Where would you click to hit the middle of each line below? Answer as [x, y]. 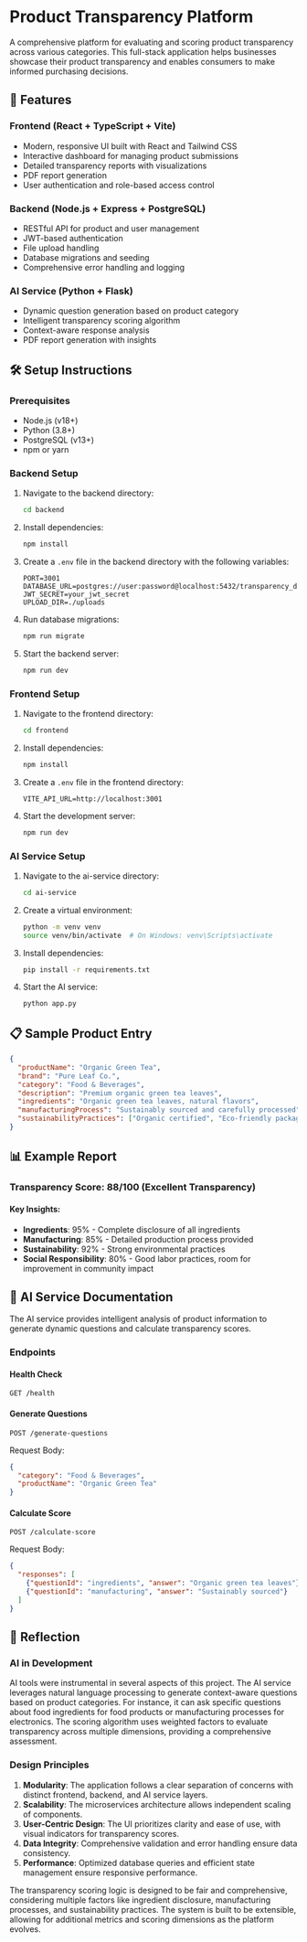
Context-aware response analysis [86, 330]
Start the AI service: [60, 987]
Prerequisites [40, 400]
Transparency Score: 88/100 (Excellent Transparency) [132, 1188]
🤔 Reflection [45, 1637]
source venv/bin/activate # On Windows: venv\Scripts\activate [148, 935]
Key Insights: [35, 1209]
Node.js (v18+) [50, 420]
